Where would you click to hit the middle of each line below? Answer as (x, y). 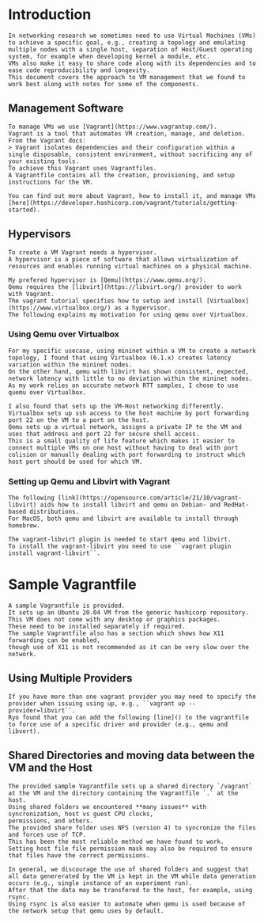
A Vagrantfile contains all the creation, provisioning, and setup (122, 175)
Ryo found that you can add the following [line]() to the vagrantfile (128, 717)
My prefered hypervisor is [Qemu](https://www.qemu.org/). (107, 280)
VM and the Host (51, 768)
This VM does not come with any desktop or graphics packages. (115, 620)
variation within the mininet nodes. (70, 365)
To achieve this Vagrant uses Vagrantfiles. (83, 168)
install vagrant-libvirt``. (55, 553)
